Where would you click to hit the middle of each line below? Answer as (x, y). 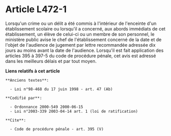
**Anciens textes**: (27, 80)
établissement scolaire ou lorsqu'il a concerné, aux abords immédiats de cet (86, 28)
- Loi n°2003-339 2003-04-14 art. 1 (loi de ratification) (74, 111)
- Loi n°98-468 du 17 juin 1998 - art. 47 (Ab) (62, 89)
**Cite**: (16, 120)
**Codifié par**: (24, 98)
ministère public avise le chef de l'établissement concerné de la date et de (83, 40)
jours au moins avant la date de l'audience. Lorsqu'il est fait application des (84, 50)
